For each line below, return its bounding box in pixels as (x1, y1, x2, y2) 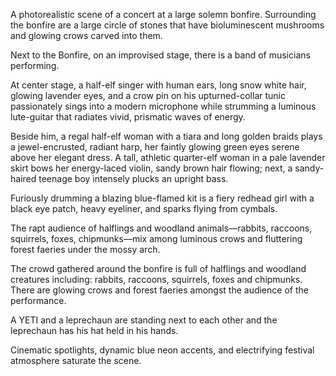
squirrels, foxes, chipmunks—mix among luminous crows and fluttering (10, 233, 303, 244)
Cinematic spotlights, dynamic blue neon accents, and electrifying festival (10, 344, 315, 356)
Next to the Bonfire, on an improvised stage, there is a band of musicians (10, 49, 311, 61)
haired (10, 173, 37, 184)
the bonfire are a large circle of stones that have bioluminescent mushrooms (10, 19, 325, 31)
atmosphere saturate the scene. (10, 355, 142, 366)
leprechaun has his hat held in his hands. (10, 325, 179, 336)
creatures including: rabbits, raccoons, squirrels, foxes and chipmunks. (10, 274, 303, 285)
